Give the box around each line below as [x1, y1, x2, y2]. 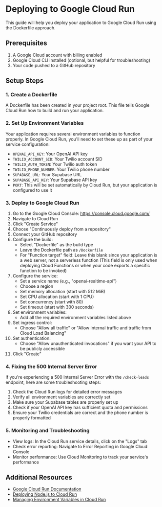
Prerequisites [5, 39, 47, 47]
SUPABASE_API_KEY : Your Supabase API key [12, 177, 97, 183]
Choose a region [20, 283, 54, 289]
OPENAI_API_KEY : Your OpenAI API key [12, 151, 88, 157]
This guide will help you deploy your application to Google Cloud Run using [5, 20, 157, 25]
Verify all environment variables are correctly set [12, 394, 111, 400]
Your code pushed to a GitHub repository [12, 62, 96, 68]
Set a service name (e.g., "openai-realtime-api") [20, 278, 117, 284]
